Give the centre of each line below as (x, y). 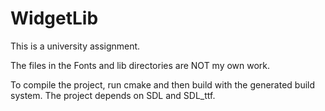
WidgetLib (54, 18)
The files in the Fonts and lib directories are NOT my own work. (140, 65)
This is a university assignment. (75, 46)
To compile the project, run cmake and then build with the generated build (163, 84)
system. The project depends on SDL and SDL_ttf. (113, 95)
